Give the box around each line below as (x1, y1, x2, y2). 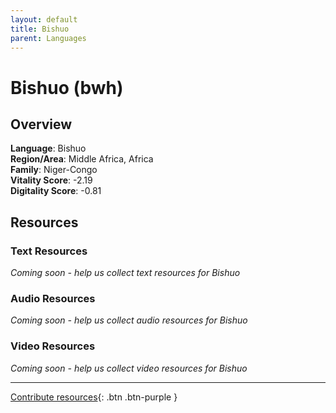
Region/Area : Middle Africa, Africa (10, 153, 154, 165)
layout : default (10, 14, 78, 25)
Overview (10, 116, 73, 133)
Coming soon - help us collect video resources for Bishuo (10, 362, 248, 374)
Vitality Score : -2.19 (10, 174, 93, 186)
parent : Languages (10, 33, 87, 43)
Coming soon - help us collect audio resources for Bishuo (10, 314, 248, 326)
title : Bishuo (10, 24, 70, 34)
